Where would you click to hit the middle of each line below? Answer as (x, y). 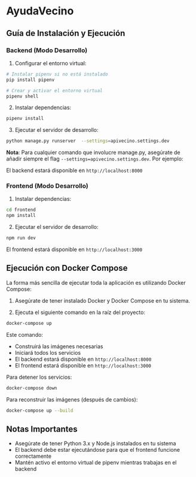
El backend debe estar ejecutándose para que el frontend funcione (97, 450)
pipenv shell (22, 96)
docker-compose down (32, 388)
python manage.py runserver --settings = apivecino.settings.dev (88, 141)
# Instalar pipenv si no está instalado (57, 74)
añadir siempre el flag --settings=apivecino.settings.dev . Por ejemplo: (95, 159)
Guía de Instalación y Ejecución (66, 33)
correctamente (33, 456)
